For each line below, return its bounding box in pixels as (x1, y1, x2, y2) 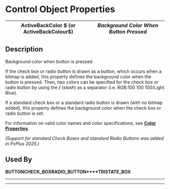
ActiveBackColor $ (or (21, 22, 76, 29)
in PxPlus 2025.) (5, 140, 39, 147)
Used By (5, 155, 32, 164)
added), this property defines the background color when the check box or (5, 105, 161, 111)
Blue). (5, 89, 18, 96)
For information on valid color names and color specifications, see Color (5, 120, 156, 126)
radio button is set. (5, 110, 45, 116)
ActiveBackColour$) (23, 28, 73, 35)
